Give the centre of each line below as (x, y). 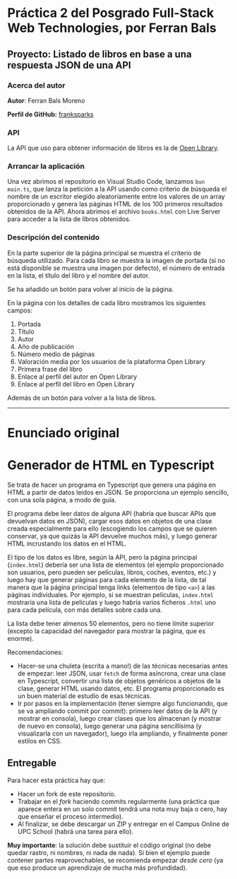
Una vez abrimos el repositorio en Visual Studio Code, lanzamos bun (106, 182)
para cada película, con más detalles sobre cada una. (85, 610)
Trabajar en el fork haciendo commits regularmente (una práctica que (119, 801)
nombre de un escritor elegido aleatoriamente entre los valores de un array (116, 196)
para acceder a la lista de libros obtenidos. (69, 219)
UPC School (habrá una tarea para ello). (75, 831)
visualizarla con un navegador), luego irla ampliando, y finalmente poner (122, 733)
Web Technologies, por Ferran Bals (112, 28)
